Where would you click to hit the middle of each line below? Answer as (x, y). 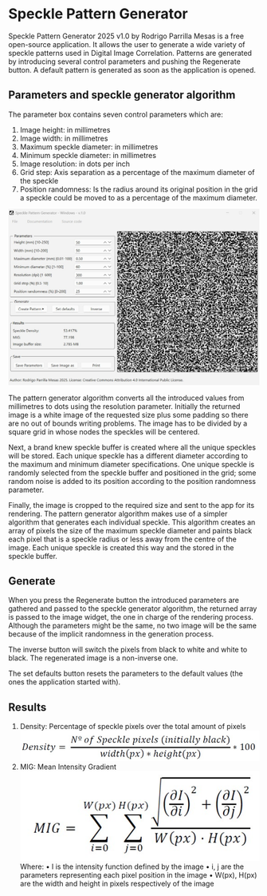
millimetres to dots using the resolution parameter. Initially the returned (124, 406)
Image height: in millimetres (65, 129)
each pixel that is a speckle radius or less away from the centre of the (123, 539)
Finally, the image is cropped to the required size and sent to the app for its (132, 505)
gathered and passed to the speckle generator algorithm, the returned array (133, 609)
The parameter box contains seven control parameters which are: (116, 114)
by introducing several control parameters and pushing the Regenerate (124, 61)
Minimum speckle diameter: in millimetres (88, 155)
